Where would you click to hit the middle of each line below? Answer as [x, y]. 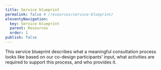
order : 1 [19, 33]
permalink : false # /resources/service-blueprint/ [59, 14]
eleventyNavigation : [27, 19]
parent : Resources [29, 28]
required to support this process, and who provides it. [61, 62]
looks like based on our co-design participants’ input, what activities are [80, 57]
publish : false [21, 38]
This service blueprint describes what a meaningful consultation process [81, 51]
